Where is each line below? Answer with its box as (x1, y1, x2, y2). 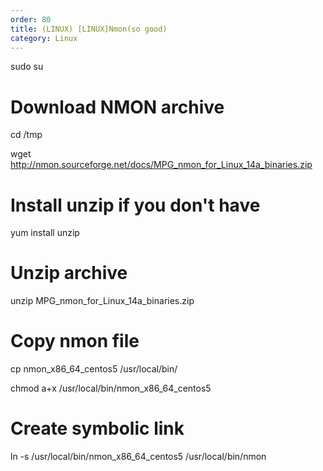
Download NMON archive (10, 96, 225, 118)
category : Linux (10, 33, 78, 43)
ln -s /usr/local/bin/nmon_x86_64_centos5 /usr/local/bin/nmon (10, 451, 267, 463)
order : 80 (10, 14, 52, 25)
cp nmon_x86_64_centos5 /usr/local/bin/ (10, 363, 178, 375)
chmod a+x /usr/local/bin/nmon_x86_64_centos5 (10, 382, 212, 395)
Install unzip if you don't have (10, 194, 261, 216)
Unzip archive (10, 262, 128, 285)
